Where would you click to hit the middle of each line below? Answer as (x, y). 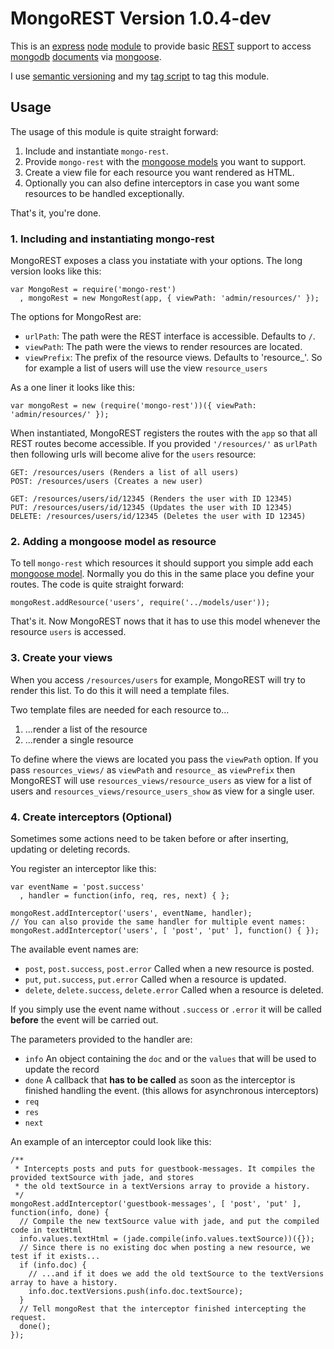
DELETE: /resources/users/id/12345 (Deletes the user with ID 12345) (158, 517)
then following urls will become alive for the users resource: (133, 454)
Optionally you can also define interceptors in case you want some (162, 183)
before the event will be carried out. (84, 1019)
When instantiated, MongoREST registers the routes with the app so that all (164, 433)
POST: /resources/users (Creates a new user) (106, 482)
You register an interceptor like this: (83, 868)
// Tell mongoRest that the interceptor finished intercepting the (163, 1308)
